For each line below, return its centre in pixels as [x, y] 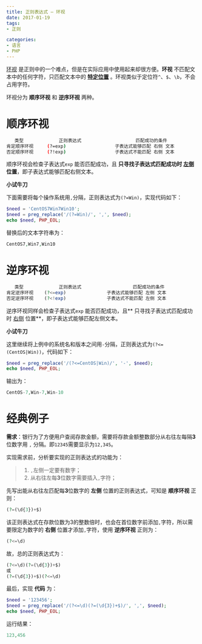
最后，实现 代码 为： [32, 589]
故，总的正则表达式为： [35, 554]
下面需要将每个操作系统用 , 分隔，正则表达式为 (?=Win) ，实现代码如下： [94, 197]
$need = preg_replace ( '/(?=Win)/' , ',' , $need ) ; [69, 215]
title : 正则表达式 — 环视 [36, 12]
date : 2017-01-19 [28, 18]
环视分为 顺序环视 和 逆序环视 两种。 [52, 97]
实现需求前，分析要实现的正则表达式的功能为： [65, 457]
